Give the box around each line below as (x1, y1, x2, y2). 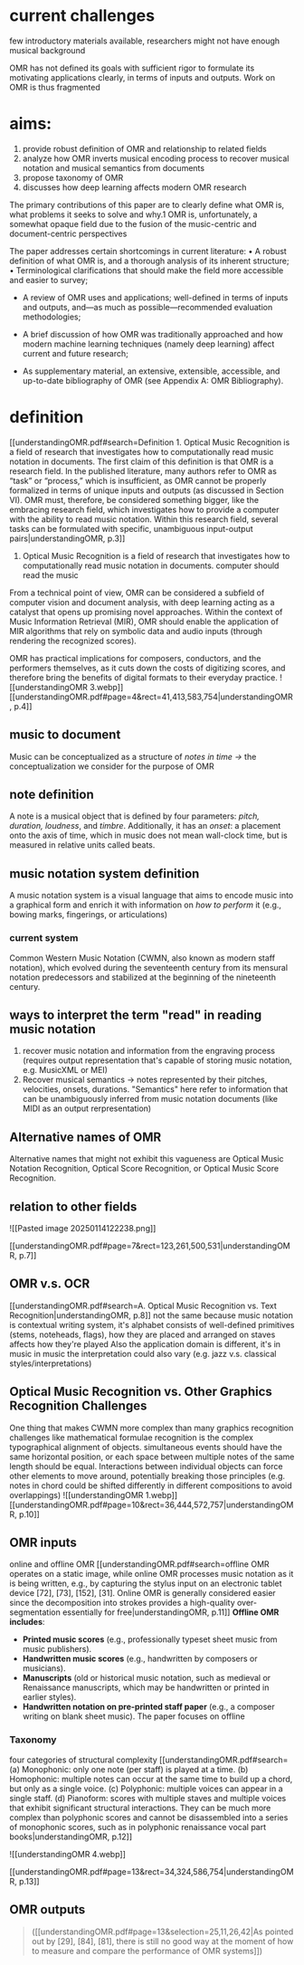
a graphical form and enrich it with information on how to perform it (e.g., (9, 899, 282, 910)
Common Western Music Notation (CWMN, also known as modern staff (9, 952, 276, 964)
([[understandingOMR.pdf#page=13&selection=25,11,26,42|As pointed (31, 1926, 294, 1937)
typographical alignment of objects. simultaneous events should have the (9, 1441, 282, 1452)
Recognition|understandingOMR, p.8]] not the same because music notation (9, 1309, 294, 1321)
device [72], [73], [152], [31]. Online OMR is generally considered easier (9, 1588, 276, 1599)
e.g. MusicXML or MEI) (22, 1065, 109, 1076)
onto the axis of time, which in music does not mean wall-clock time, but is (9, 830, 288, 841)
